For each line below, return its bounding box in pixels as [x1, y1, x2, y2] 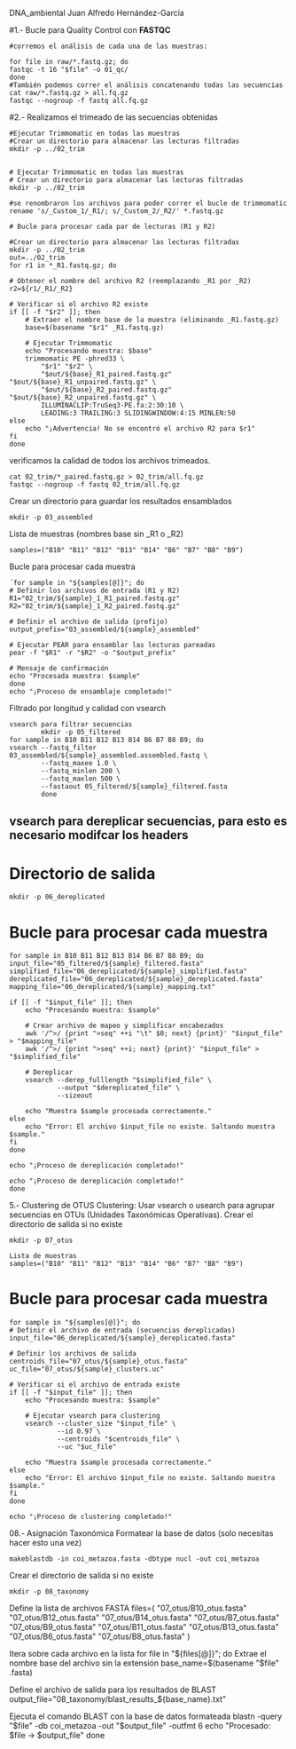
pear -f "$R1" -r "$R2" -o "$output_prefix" [9, 648, 176, 657]
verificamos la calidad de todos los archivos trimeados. [9, 455, 211, 465]
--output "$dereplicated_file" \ [56, 1083, 180, 1093]
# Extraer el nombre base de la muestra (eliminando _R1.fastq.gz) [25, 315, 279, 324]
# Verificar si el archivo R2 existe [9, 300, 149, 309]
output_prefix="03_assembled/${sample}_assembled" [9, 625, 200, 634]
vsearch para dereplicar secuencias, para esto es [9, 814, 288, 829]
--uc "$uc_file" [56, 1443, 117, 1452]
